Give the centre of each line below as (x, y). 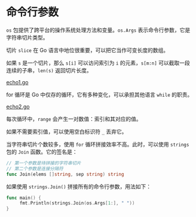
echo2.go (18, 106)
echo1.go (17, 82)
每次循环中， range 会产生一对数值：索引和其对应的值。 (74, 119)
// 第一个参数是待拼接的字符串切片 (44, 163)
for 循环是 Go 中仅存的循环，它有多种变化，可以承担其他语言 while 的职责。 (99, 94)
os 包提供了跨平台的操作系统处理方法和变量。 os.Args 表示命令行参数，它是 (98, 30)
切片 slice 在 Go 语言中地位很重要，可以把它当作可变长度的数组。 (88, 50)
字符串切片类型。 (27, 37)
